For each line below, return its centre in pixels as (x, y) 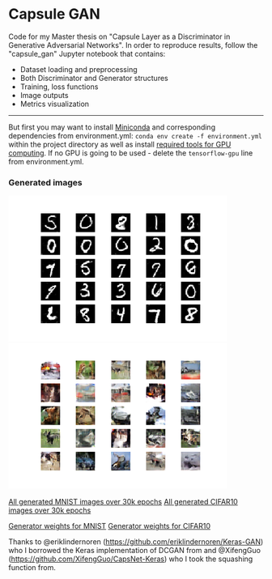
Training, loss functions (59, 87)
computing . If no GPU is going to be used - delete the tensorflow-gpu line (131, 153)
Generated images (45, 182)
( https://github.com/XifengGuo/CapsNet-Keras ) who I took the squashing (131, 559)
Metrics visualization (55, 104)
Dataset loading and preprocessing (79, 69)
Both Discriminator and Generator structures (94, 78)
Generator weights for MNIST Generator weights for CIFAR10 (109, 526)
